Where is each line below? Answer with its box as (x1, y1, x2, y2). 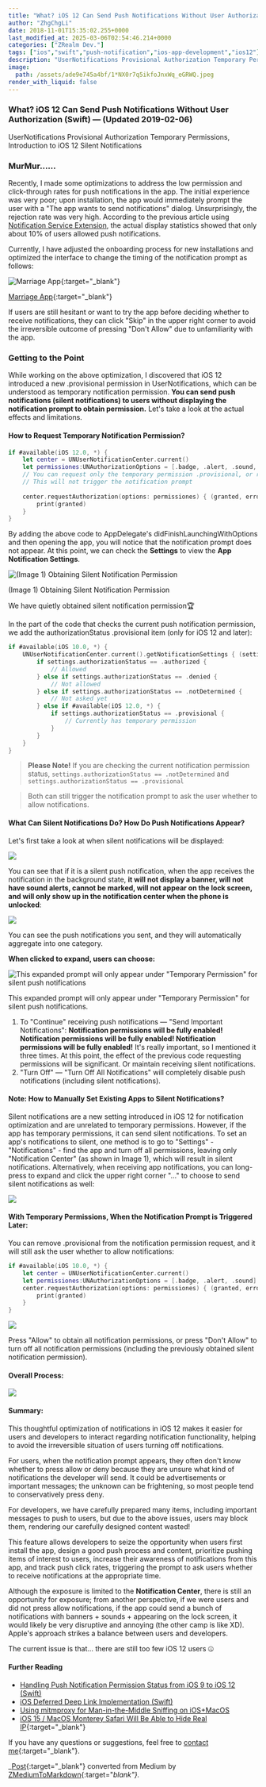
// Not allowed (50, 680, 101, 688)
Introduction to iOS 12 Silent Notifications (8, 140, 142, 150)
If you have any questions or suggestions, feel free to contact (8, 1737, 209, 1747)
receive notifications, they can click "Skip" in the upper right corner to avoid (8, 316, 256, 325)
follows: (8, 261, 34, 271)
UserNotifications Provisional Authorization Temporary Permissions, (8, 132, 230, 141)
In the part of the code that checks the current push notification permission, (8, 620, 256, 629)
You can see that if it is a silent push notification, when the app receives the (8, 866, 255, 875)
